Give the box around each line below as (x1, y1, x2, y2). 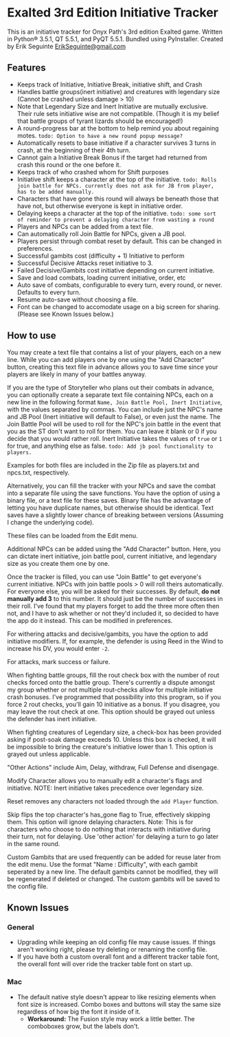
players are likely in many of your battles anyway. (7, 369, 146, 378)
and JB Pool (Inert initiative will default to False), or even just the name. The (7, 412, 221, 420)
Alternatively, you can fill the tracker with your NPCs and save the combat (7, 481, 216, 490)
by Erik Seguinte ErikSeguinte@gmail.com (7, 42, 126, 50)
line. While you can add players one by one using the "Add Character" (7, 355, 205, 363)
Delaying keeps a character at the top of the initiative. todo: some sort (16, 209, 216, 217)
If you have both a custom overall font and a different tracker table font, (16, 953, 220, 961)
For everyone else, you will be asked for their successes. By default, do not (7, 587, 220, 595)
